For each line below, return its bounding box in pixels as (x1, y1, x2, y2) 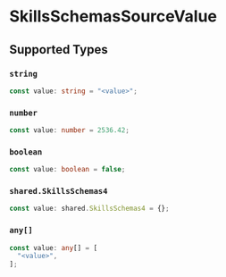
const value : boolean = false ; (9, 165, 126, 174)
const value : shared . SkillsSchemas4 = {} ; (9, 204, 170, 214)
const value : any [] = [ (9, 243, 98, 252)
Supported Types (9, 42, 109, 57)
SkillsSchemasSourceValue (9, 6, 217, 27)
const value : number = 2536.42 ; (9, 126, 130, 135)
